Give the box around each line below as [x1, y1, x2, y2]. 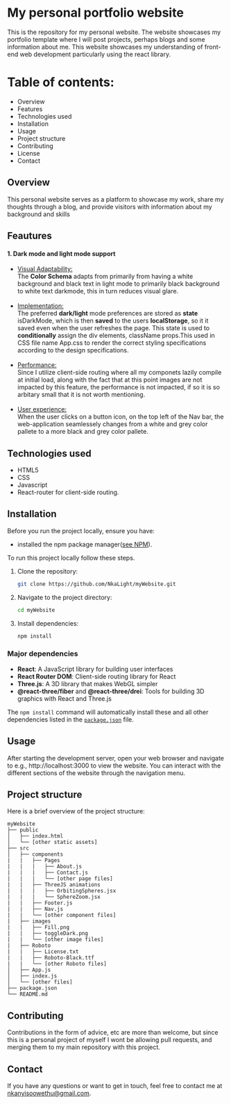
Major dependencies [7, 649, 78, 658]
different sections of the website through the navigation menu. [7, 768, 186, 777]
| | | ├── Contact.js [7, 869, 89, 877]
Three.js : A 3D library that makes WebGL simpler [17, 679, 158, 688]
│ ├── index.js [7, 973, 58, 980]
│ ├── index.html [7, 833, 64, 840]
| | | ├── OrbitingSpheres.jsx [7, 888, 117, 895]
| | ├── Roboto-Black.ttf [7, 955, 95, 961]
